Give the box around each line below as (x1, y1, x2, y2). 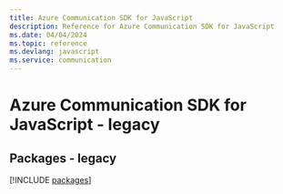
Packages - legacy (9, 150, 116, 166)
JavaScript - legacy (9, 115, 161, 135)
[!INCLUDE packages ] (9, 175, 92, 185)
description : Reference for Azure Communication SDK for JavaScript (9, 22, 275, 31)
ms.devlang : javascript (9, 47, 100, 56)
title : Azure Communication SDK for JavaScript (9, 13, 194, 23)
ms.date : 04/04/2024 (9, 30, 88, 39)
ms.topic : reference (9, 38, 88, 48)
